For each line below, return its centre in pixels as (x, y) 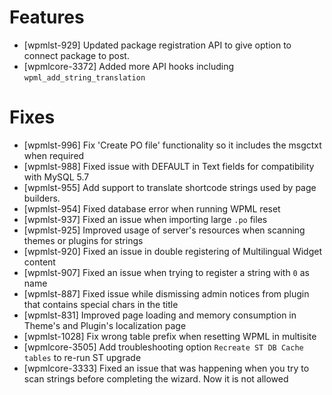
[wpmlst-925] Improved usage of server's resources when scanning (164, 230)
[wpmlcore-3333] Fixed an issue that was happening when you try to (166, 368)
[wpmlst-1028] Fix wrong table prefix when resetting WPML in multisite (170, 336)
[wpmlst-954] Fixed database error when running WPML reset (152, 208)
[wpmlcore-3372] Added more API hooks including (129, 66)
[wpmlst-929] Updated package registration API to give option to (157, 45)
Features (47, 17)
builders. (42, 198)
